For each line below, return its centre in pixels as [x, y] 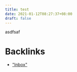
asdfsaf [13, 32]
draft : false [18, 18]
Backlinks [25, 51]
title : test [17, 9]
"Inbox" [20, 65]
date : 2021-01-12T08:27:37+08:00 [39, 14]
